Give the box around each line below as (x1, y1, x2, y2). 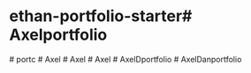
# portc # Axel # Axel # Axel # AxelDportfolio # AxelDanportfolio (9, 54, 242, 64)
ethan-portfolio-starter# (9, 6, 193, 26)
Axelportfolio (9, 25, 108, 45)
